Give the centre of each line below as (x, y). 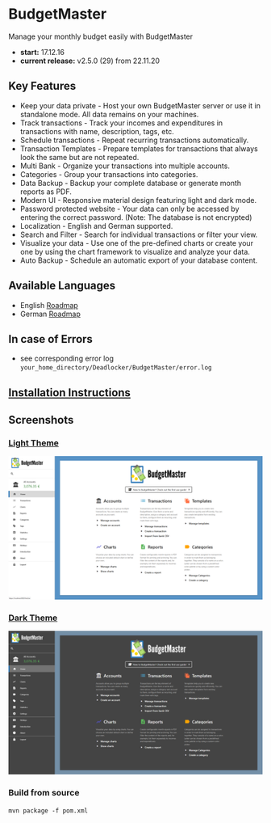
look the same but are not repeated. (79, 157)
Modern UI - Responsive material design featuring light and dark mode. (138, 200)
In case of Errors (50, 339)
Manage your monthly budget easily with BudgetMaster (101, 36)
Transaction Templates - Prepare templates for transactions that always (139, 148)
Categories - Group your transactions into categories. (109, 174)
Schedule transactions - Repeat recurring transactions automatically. (134, 140)
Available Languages (62, 286)
